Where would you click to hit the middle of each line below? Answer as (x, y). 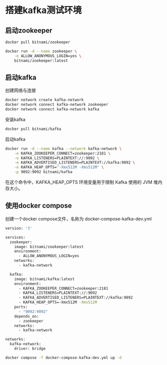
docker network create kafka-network (44, 100)
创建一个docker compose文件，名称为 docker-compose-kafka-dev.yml (78, 219)
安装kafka (15, 119)
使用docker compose (39, 206)
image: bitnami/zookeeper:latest (49, 247)
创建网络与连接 (20, 90)
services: (15, 237)
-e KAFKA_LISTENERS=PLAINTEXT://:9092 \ (57, 158)
